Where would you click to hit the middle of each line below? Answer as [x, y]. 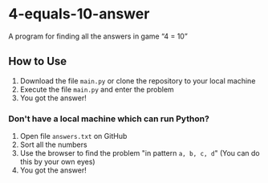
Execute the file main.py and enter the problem [97, 89]
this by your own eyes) [57, 162]
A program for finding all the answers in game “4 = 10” [98, 36]
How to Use [38, 61]
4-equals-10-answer [79, 14]
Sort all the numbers [53, 144]
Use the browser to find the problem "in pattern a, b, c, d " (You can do [140, 153]
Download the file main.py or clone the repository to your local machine [138, 80]
